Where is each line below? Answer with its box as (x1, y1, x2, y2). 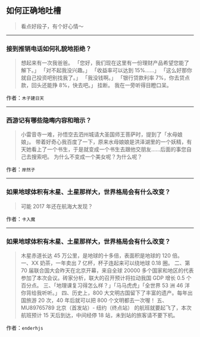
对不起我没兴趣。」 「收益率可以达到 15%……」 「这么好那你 (45, 67, 192, 74)
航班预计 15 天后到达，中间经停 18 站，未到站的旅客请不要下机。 (20, 312, 179, 319)
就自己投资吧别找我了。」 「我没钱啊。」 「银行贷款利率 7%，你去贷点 (20, 74, 190, 82)
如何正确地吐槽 (6, 5, 61, 16)
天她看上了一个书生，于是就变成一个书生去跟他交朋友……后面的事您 (20, 146, 186, 153)
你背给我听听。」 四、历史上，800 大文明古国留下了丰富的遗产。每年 (20, 289, 187, 296)
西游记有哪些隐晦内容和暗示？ (6, 116, 92, 125)
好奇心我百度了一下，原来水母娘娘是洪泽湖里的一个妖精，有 (45, 138, 192, 146)
